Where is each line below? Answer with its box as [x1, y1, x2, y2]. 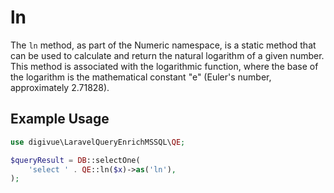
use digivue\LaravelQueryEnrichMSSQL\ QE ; [10, 137, 186, 147]
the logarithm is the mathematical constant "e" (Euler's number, [10, 71, 272, 83]
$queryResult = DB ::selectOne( [10, 155, 141, 165]
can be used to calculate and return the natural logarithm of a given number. [10, 49, 325, 61]
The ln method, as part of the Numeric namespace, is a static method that [10, 39, 317, 51]
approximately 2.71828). [10, 81, 110, 93]
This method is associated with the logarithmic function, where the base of [10, 60, 319, 72]
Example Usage [10, 111, 110, 128]
